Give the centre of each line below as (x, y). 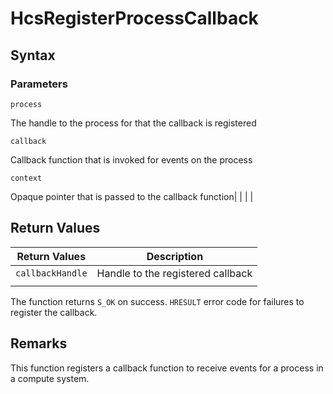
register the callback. (54, 312)
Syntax (33, 55)
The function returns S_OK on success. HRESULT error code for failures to (157, 301)
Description (175, 256)
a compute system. (50, 378)
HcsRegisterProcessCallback (134, 18)
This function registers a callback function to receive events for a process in (167, 368)
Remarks (39, 343)
